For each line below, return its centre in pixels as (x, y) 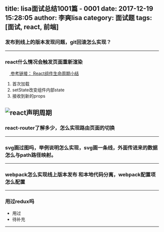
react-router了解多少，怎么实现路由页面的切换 (60, 128)
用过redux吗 (20, 202)
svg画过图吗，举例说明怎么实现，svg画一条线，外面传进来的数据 (81, 148)
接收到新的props (29, 96)
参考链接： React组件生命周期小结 (45, 73)
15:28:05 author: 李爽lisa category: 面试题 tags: (79, 18)
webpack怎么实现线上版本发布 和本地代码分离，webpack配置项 (81, 174)
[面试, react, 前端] (32, 27)
